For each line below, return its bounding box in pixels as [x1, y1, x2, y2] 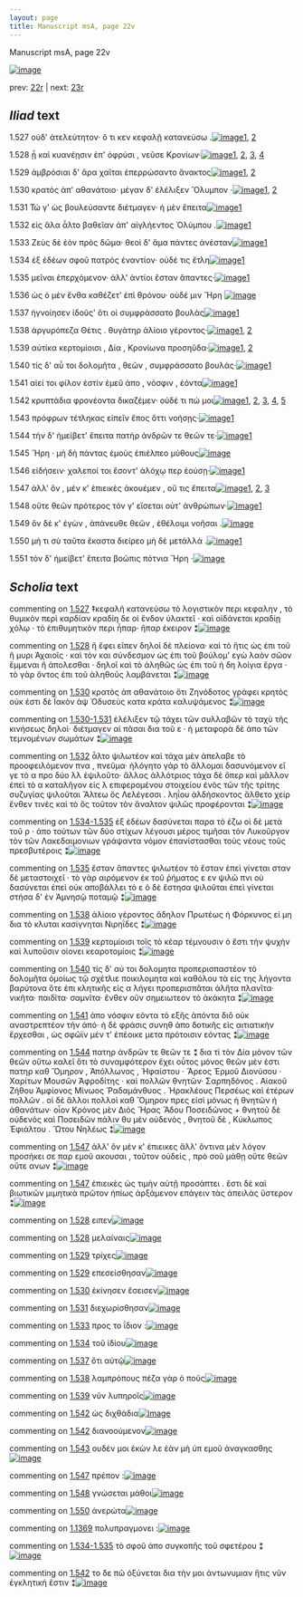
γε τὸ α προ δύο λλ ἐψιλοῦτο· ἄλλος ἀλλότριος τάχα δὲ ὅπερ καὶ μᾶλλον [9, 770, 289, 781]
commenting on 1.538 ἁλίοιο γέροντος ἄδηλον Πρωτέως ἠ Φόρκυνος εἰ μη [9, 909, 292, 920]
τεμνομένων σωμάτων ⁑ [9, 733, 101, 744]
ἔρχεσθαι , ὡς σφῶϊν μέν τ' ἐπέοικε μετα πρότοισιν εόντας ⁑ [9, 1029, 238, 1040]
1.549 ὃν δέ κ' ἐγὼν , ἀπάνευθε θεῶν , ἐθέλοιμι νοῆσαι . [9, 518, 223, 529]
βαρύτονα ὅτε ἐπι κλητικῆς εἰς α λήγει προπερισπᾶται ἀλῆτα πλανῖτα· [9, 983, 274, 994]
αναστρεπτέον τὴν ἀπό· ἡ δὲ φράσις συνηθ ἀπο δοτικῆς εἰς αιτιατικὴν [9, 1020, 274, 1031]
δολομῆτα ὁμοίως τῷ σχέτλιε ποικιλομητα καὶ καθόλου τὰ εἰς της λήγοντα [9, 973, 291, 984]
